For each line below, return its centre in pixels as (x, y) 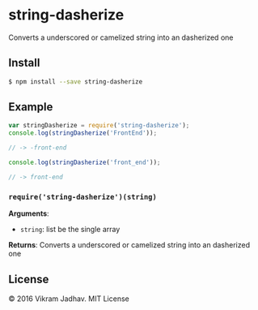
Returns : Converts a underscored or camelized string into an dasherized (129, 245)
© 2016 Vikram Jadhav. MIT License (69, 299)
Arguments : (29, 213)
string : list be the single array (70, 230)
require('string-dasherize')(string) (83, 197)
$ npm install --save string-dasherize (76, 82)
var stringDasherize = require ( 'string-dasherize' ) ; (99, 126)
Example (31, 107)
